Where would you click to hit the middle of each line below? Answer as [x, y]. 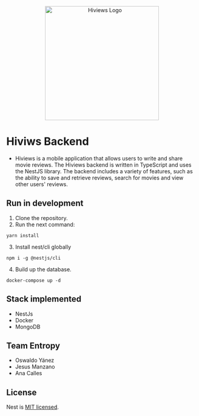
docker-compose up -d [34, 280]
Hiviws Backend [48, 141]
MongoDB [28, 327]
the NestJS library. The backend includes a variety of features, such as [104, 171]
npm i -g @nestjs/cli [34, 258]
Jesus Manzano [35, 367]
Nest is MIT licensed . [33, 407]
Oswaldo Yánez [35, 360]
